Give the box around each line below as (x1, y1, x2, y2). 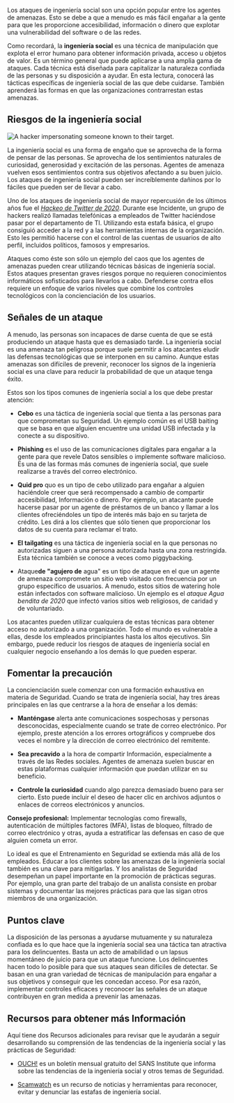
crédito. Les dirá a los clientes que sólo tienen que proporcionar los (17, 518, 211, 526)
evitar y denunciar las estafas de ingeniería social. (17, 1088, 162, 1096)
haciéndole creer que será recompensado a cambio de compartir (17, 488, 205, 496)
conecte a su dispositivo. (17, 431, 89, 440)
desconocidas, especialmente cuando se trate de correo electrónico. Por (17, 721, 227, 730)
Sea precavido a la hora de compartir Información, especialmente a (17, 750, 212, 758)
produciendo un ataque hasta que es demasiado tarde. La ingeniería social (7, 338, 221, 346)
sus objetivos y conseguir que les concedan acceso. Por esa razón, (7, 977, 201, 986)
